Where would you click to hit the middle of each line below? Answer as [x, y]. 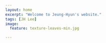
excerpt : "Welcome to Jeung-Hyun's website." [53, 14]
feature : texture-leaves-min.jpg [44, 28]
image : [12, 24]
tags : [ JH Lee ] [21, 19]
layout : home [19, 10]
